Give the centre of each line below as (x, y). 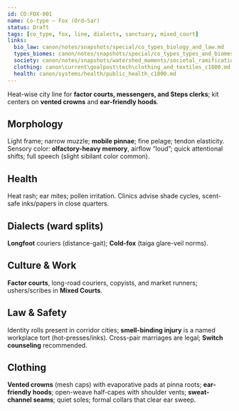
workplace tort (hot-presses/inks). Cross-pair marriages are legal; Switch (115, 338)
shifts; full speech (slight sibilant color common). (79, 156)
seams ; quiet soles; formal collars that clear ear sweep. (115, 400)
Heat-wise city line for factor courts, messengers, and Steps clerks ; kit (113, 94)
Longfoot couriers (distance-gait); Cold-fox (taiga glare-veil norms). (108, 243)
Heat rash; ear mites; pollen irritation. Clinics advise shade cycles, (104, 196)
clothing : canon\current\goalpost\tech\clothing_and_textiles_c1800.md (122, 67)
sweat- (199, 392)
